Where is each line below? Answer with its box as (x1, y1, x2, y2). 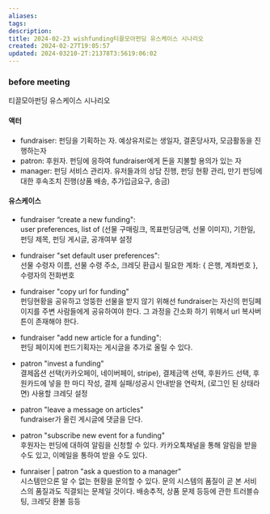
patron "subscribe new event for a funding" (19, 430, 166, 440)
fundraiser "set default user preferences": (19, 251, 160, 260)
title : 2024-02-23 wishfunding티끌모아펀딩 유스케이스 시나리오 (8, 34, 205, 43)
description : (8, 27, 53, 35)
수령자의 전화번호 (19, 270, 75, 280)
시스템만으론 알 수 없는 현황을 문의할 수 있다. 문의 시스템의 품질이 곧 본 (19, 476, 243, 486)
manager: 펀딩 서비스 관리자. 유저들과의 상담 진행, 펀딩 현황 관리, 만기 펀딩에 (19, 165, 263, 175)
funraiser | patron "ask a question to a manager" (19, 466, 182, 476)
